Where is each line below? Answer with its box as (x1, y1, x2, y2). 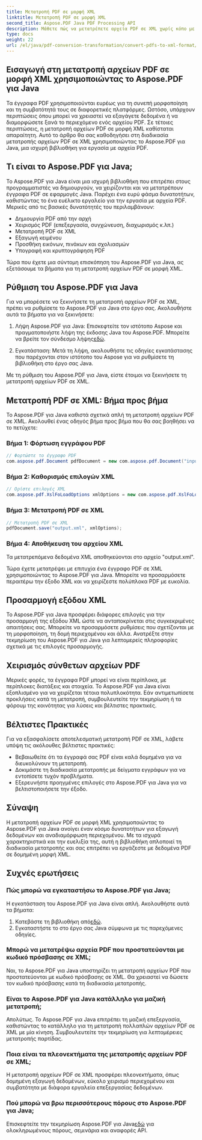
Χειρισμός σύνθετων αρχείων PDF (6, 660, 141, 671)
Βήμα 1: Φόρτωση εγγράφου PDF (6, 439, 106, 448)
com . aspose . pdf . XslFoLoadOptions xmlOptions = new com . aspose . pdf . (6, 491, 179, 498)
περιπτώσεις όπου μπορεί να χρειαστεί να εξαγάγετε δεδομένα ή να (6, 112, 179, 119)
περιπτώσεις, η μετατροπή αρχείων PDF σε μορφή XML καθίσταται (6, 125, 174, 132)
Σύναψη (6, 803, 39, 813)
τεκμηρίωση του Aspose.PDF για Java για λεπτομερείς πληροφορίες (6, 636, 178, 644)
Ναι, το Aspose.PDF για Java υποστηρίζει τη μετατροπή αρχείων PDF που (6, 967, 191, 974)
